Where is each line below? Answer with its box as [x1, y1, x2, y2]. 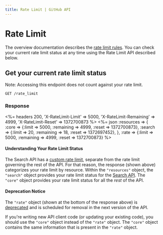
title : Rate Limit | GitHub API [5, 7, 71, 12]
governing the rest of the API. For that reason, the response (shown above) [5, 162, 156, 168]
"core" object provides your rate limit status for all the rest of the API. [5, 177, 144, 183]
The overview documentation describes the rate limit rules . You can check [5, 44, 155, 50]
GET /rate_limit [5, 91, 38, 96]
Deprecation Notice [5, 189, 45, 194]
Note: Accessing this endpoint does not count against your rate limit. [5, 82, 143, 88]
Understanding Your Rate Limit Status [5, 146, 83, 151]
